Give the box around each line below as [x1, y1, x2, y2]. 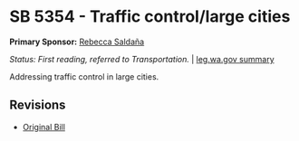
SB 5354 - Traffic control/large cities [9, 6, 291, 27]
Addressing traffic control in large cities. [9, 70, 159, 82]
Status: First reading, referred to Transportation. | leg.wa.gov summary [9, 53, 275, 64]
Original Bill [22, 121, 66, 132]
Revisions [9, 98, 66, 113]
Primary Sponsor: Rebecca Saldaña [9, 36, 145, 47]
